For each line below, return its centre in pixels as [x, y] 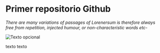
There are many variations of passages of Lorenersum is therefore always [80, 22]
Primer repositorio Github [58, 9]
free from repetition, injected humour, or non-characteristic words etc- [77, 27]
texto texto [16, 46]
